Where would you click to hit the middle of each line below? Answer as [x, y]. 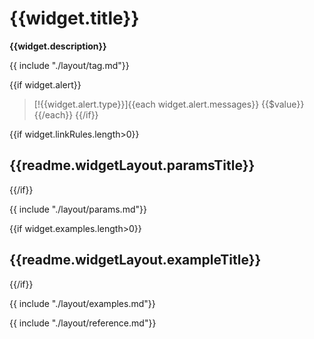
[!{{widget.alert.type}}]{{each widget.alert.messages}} [146, 104]
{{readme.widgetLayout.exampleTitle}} [135, 260]
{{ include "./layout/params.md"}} [78, 209]
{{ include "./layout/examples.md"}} [82, 303]
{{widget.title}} [74, 18]
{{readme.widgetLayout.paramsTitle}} [132, 165]
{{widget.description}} [58, 46]
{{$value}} [283, 104]
